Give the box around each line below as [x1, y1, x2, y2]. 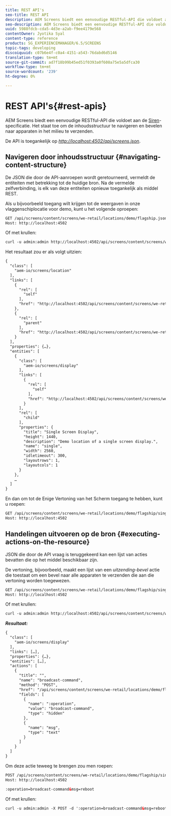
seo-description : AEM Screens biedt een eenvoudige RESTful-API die [5, 21, 154, 27]
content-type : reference [5, 36, 58, 41]
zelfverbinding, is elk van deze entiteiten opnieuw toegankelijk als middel [5, 185, 159, 191]
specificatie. [5, 122, 32, 129]
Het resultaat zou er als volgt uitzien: [5, 249, 82, 255]
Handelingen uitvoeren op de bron [5, 530, 116, 538]
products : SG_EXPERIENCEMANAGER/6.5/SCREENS [5, 41, 101, 46]
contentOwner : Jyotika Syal [5, 31, 65, 36]
